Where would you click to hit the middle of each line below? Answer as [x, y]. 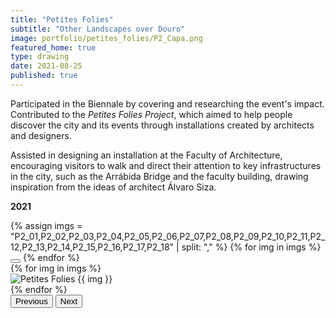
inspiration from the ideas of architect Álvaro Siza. [113, 187]
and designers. [41, 135]
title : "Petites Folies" [62, 19]
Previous [31, 301]
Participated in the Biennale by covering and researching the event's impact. [167, 103]
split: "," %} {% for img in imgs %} [251, 247]
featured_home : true [53, 47]
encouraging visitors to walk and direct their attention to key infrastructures [166, 165]
